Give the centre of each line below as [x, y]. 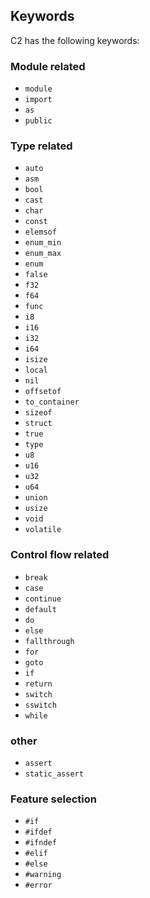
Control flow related [60, 555]
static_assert [54, 774]
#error [38, 885]
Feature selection [53, 799]
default [40, 609]
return [38, 684]
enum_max [43, 254]
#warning [43, 875]
